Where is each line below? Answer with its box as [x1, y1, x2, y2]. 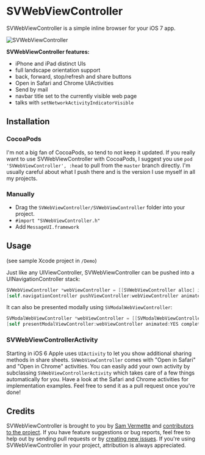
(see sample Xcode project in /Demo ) [6, 257, 98, 264]
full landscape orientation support [15, 66, 101, 74]
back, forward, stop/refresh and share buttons [15, 73, 132, 80]
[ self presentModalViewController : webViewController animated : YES [6, 321, 179, 328]
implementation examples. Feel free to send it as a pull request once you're [6, 382, 195, 389]
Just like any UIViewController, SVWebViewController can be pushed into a [6, 268, 195, 276]
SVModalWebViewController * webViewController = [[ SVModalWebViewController [6, 315, 203, 321]
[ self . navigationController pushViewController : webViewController [6, 293, 179, 299]
